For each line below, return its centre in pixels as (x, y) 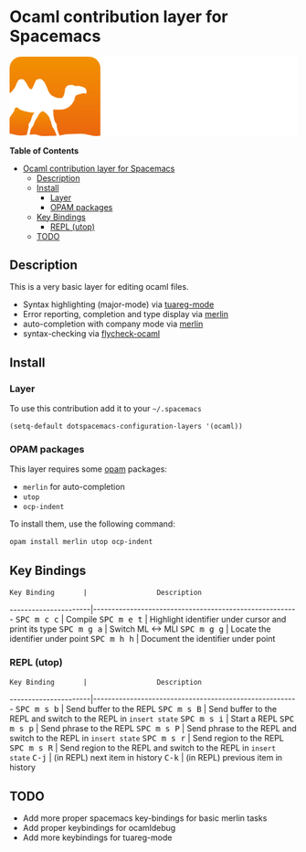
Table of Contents (44, 150)
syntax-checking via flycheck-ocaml (91, 334)
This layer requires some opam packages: (88, 469)
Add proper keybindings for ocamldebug (99, 828)
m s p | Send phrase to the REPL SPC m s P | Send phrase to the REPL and (153, 729)
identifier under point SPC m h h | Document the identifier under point (142, 639)
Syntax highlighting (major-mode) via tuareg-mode (118, 304)
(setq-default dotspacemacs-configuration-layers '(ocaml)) (127, 427)
